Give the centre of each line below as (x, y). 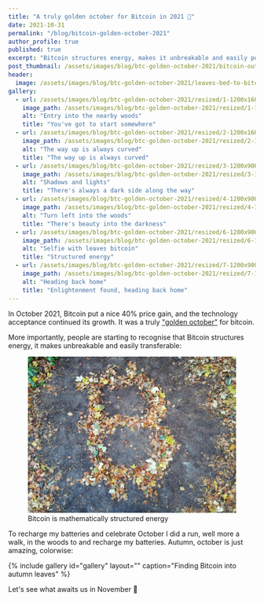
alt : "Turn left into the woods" (77, 215)
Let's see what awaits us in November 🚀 (73, 589)
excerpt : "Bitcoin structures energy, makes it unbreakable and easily (128, 58)
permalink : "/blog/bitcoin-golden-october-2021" (89, 33)
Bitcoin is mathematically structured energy (98, 518)
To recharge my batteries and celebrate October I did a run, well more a (124, 534)
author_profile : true (44, 42)
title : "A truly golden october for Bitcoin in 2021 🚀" (101, 17)
